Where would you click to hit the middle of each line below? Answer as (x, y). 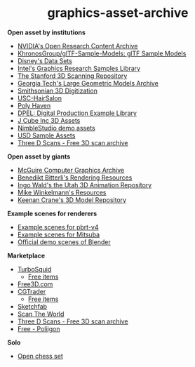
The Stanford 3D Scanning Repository (72, 76)
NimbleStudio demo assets (56, 128)
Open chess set (40, 356)
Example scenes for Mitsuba (59, 234)
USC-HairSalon (39, 98)
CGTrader (32, 291)
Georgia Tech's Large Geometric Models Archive (88, 83)
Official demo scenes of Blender (64, 242)
